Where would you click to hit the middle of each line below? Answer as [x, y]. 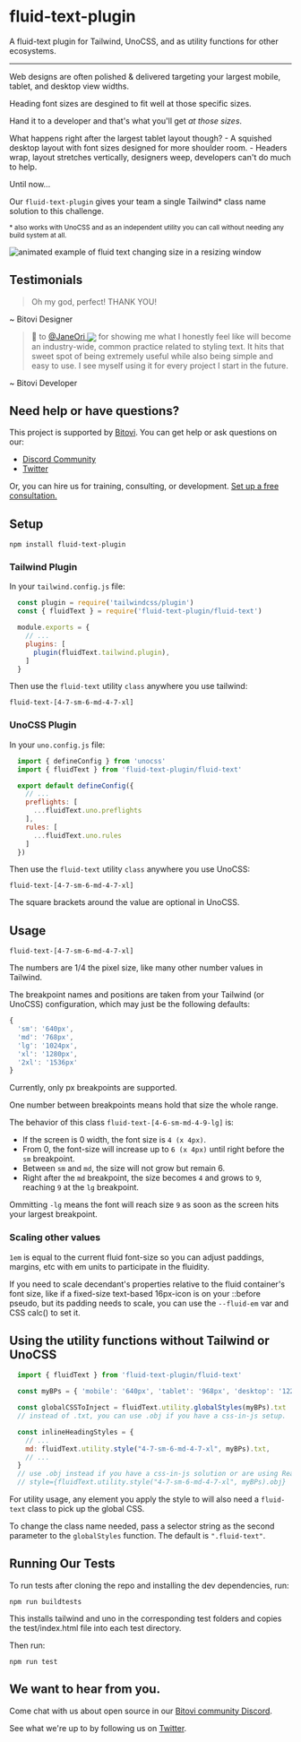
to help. [23, 167]
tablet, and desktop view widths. [69, 86]
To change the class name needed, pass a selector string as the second [142, 1526]
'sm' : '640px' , [46, 1029]
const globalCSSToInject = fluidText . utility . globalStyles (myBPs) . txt [152, 1408]
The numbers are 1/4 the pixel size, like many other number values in [136, 968]
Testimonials [46, 280]
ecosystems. [33, 50]
